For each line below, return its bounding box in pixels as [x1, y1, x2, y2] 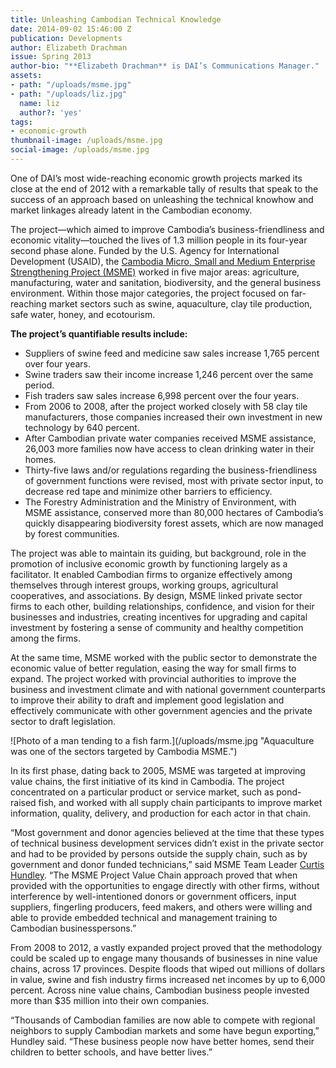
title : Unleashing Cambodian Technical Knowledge [10, 14, 222, 25]
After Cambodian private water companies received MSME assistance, [24, 432, 317, 444]
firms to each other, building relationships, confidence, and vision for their [10, 600, 315, 612]
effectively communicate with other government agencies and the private [10, 704, 313, 716]
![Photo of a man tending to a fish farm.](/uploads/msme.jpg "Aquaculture [10, 734, 315, 746]
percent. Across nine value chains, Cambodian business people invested [10, 984, 310, 996]
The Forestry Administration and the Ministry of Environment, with [24, 496, 297, 508]
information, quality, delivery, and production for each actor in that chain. [10, 807, 311, 819]
